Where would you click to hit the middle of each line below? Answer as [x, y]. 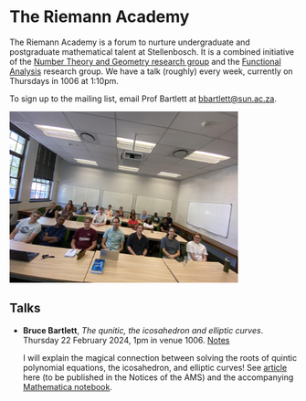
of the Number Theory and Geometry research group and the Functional [145, 61]
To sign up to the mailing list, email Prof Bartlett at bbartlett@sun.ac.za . [143, 99]
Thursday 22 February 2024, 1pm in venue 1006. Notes [126, 340]
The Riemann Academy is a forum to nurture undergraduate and [130, 42]
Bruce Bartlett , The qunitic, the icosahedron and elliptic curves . [143, 330]
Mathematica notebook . [67, 386]
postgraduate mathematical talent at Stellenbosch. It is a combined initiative [152, 51]
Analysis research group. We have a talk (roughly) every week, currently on [152, 71]
